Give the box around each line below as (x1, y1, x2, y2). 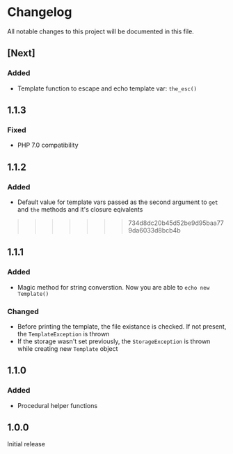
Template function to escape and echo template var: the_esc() (17, 84, 197, 93)
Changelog (7, 4, 72, 20)
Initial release (7, 440, 45, 448)
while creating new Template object (17, 344, 118, 352)
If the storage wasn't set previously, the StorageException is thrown (17, 337, 211, 345)
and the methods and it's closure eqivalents (17, 205, 143, 213)
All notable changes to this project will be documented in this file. (7, 27, 195, 36)
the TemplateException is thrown (17, 329, 110, 338)
